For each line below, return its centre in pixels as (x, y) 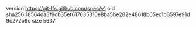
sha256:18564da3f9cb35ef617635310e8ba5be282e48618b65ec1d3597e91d (98, 14)
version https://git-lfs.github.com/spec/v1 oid (61, 8)
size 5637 (44, 21)
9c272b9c (18, 21)
